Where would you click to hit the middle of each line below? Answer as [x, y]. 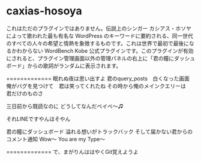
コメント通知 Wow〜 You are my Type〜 [56, 139]
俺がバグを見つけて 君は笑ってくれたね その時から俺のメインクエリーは [96, 86]
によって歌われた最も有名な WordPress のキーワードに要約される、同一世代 [100, 36]
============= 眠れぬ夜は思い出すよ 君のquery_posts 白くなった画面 [98, 78]
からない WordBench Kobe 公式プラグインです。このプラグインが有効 [108, 51]
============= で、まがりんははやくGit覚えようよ [73, 151]
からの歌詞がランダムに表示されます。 [74, 66]
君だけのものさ [25, 93]
